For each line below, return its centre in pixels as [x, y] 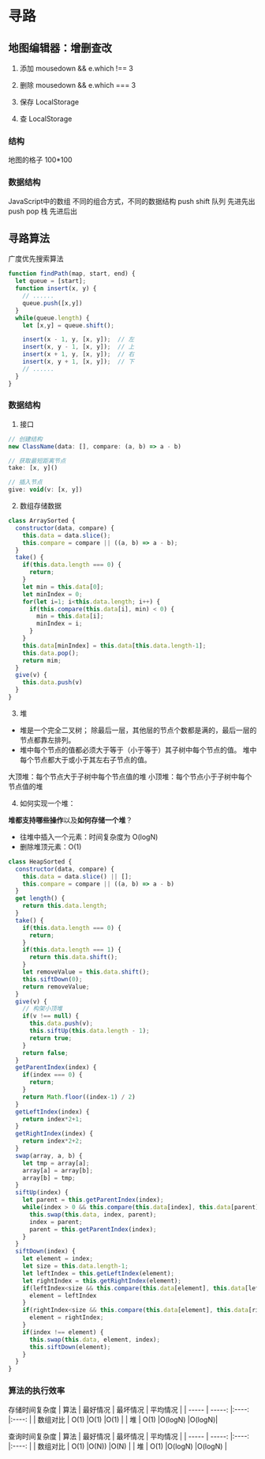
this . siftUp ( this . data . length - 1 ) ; [89, 1031]
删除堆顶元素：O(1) [50, 846]
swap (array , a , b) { [49, 1155]
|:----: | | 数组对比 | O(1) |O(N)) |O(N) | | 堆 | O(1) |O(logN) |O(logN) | [118, 1446]
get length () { [40, 898]
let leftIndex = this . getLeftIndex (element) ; [99, 1273]
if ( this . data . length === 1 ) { [72, 950]
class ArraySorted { [42, 521]
